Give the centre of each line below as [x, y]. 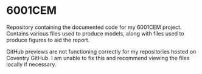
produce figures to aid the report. [48, 40]
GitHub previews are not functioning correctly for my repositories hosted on [101, 51]
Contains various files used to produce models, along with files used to [95, 33]
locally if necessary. [31, 64]
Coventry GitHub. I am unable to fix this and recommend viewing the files [98, 58]
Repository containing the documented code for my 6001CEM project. [94, 27]
